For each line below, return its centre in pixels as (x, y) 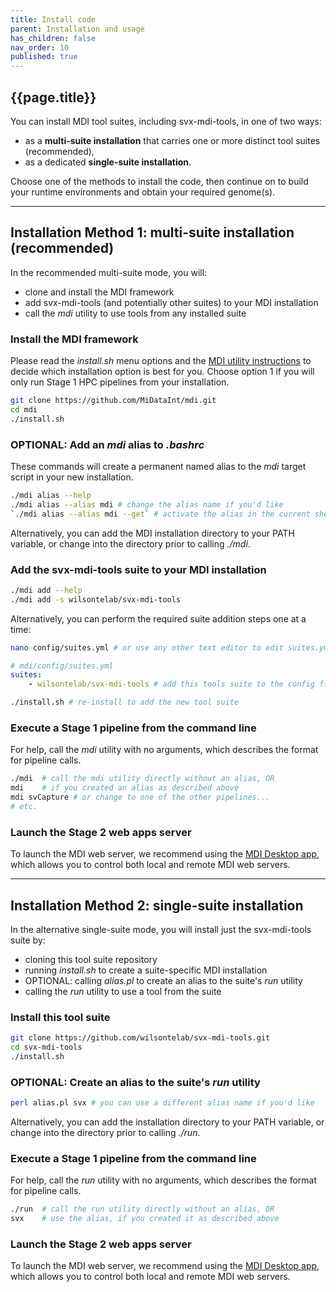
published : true (44, 57)
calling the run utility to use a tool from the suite (123, 991)
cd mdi (24, 409)
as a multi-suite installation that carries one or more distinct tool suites (172, 140)
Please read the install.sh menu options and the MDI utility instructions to (161, 361)
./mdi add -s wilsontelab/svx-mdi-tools (96, 599)
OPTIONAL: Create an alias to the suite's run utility (135, 1082)
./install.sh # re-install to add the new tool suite (125, 702)
